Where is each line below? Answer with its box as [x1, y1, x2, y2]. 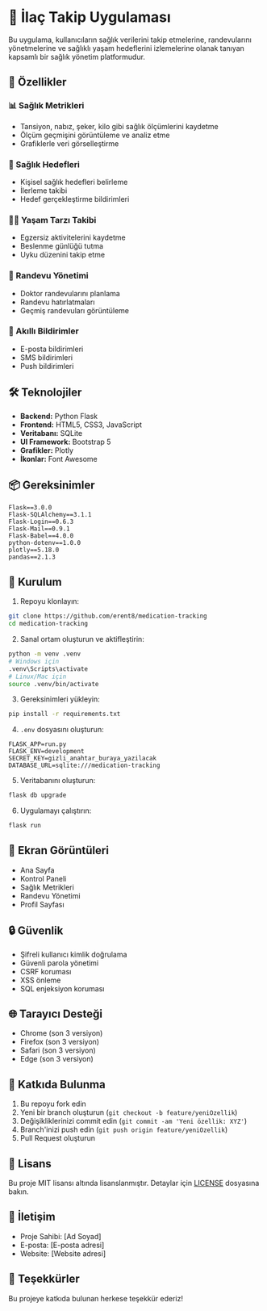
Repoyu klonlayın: [19, 597, 79, 606]
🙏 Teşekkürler [8, 1272, 80, 1286]
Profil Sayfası [19, 899, 65, 909]
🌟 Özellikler [8, 75, 67, 89]
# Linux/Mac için [8, 672, 67, 681]
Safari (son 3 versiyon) [19, 1045, 97, 1055]
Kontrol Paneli [19, 873, 67, 883]
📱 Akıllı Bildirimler [8, 325, 79, 337]
